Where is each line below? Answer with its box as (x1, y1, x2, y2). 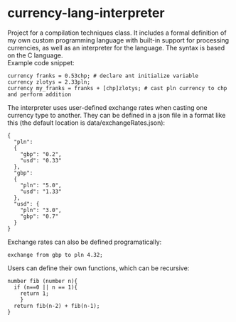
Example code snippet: (7, 58, 75, 67)
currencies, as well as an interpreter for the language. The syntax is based (7, 43, 225, 52)
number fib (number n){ (7, 277, 78, 284)
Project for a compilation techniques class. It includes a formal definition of (7, 28, 227, 37)
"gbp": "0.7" (20, 213, 59, 220)
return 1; (20, 289, 50, 297)
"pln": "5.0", (20, 182, 62, 189)
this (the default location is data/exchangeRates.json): (7, 118, 166, 127)
